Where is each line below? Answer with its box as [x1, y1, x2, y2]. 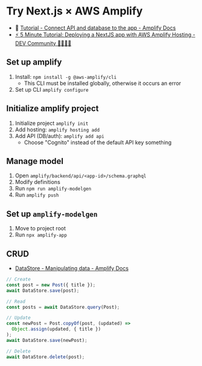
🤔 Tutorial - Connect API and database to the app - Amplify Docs [14, 24, 176, 31]
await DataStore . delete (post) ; [6, 354, 85, 360]
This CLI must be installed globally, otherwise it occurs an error [24, 80, 181, 87]
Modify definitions [14, 178, 60, 186]
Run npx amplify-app [14, 231, 68, 239]
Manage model [6, 156, 64, 166]
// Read [6, 298, 26, 304]
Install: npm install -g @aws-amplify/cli [14, 73, 117, 80]
